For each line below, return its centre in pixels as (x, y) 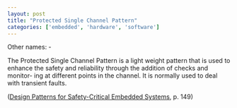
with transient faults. (37, 83)
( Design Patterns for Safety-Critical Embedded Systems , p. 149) (100, 97)
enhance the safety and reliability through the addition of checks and (108, 68)
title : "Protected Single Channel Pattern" (73, 20)
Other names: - (29, 47)
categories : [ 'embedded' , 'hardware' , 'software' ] (83, 27)
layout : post (27, 14)
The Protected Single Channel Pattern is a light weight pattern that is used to (119, 61)
